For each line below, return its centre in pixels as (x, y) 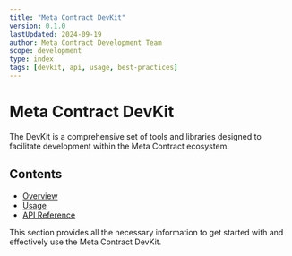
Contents (36, 174)
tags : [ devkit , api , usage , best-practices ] (94, 68)
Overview (40, 196)
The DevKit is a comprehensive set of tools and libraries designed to (135, 136)
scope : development (46, 51)
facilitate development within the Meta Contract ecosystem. (120, 146)
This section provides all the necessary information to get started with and (146, 232)
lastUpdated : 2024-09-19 (56, 34)
